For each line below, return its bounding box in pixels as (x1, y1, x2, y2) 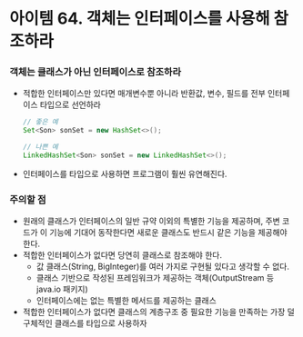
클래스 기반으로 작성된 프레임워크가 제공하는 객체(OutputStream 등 (35, 273, 275, 283)
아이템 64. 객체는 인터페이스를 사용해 (9, 8, 270, 29)
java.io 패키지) (35, 283, 88, 295)
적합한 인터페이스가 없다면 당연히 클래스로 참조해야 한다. (22, 250, 223, 261)
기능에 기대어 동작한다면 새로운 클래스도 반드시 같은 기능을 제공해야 (49, 227, 288, 238)
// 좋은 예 (22, 117, 59, 127)
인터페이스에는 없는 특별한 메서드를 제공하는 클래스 (35, 295, 217, 306)
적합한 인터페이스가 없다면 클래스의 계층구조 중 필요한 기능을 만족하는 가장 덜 (22, 306, 296, 318)
